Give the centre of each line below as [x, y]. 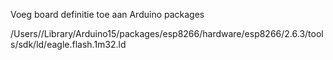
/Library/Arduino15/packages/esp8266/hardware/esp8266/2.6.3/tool [182, 33]
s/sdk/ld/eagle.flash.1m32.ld [68, 44]
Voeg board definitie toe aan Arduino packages [107, 14]
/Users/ [26, 33]
